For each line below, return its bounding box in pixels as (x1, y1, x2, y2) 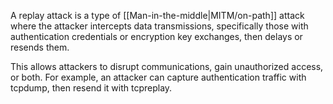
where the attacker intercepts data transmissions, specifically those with (10, 20, 309, 32)
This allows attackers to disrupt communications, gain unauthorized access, (10, 61, 324, 72)
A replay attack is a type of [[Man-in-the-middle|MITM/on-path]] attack (10, 10, 305, 21)
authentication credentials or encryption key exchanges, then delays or (10, 31, 303, 42)
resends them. (10, 41, 70, 53)
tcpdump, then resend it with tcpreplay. (10, 82, 173, 94)
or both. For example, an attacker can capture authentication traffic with (10, 71, 307, 83)
